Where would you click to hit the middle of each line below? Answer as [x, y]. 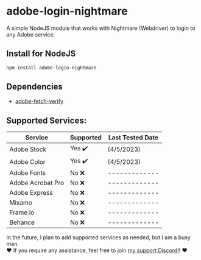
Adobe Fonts [28, 173]
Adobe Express [31, 193]
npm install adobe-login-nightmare [51, 68]
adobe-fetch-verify [39, 101]
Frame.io [22, 213]
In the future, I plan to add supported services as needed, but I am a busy [98, 237]
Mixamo [21, 203]
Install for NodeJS [41, 54]
